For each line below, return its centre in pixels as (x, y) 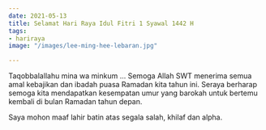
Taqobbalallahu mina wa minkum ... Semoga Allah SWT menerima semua (130, 76)
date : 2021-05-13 (38, 16)
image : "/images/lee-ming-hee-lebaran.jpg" (83, 46)
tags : (17, 31)
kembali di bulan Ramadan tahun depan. (75, 102)
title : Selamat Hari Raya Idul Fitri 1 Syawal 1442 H (101, 23)
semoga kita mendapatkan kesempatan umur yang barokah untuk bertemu (133, 93)
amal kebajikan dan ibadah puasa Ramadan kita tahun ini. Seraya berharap (133, 85)
